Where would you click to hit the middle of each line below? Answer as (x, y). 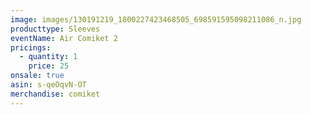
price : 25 (49, 66)
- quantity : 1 (48, 57)
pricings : (31, 47)
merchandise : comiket (55, 94)
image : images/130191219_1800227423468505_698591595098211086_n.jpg (156, 19)
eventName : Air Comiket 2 (64, 38)
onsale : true (37, 76)
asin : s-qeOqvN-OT (48, 85)
